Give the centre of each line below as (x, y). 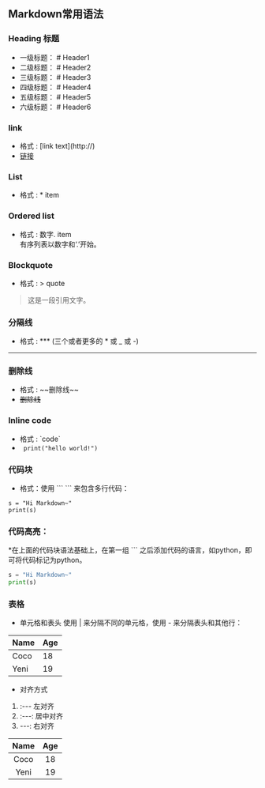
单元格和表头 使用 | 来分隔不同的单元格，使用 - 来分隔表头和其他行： (131, 623)
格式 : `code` (40, 439)
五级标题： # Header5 (55, 96)
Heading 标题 (34, 39)
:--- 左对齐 (37, 707)
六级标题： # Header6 (55, 107)
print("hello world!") (61, 448)
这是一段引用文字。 (59, 300)
